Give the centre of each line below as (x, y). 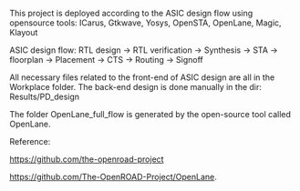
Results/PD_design (45, 96)
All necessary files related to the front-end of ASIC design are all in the (142, 77)
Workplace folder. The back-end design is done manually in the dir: (136, 87)
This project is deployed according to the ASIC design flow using (131, 13)
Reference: (30, 141)
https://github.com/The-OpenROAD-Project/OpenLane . (113, 177)
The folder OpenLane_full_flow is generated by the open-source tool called (150, 114)
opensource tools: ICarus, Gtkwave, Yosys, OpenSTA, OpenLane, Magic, (145, 23)
